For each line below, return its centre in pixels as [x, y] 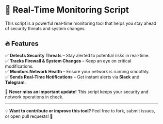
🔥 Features [22, 44]
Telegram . [16, 82]
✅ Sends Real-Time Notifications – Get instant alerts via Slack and [72, 77]
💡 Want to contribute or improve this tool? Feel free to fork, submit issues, [80, 110]
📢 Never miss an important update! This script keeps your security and [77, 92]
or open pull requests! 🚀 [29, 116]
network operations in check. [34, 97]
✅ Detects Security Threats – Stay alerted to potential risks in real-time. [77, 55]
